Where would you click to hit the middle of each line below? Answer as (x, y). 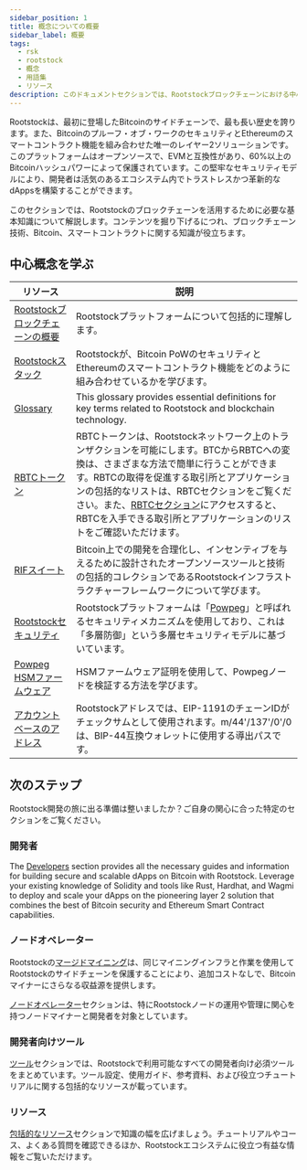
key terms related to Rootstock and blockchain (175, 409)
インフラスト (265, 577)
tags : (20, 43)
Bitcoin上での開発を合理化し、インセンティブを (177, 549)
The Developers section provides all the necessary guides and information (149, 867)
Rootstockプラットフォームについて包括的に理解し (184, 316)
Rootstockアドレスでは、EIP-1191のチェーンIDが (183, 708)
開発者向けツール (47, 1041)
